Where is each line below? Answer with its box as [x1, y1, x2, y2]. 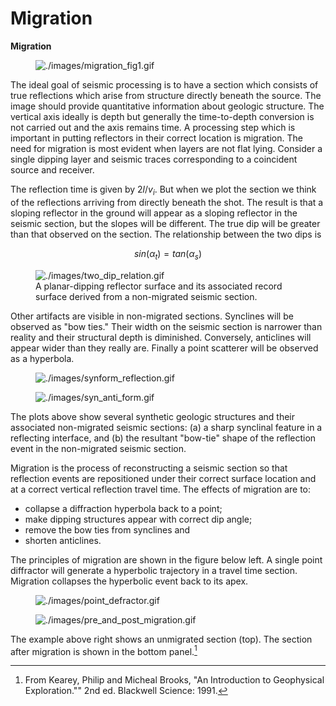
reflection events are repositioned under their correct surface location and [10, 472, 317, 484]
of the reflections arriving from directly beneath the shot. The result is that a [10, 196, 324, 208]
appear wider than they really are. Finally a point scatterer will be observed [10, 342, 319, 354]
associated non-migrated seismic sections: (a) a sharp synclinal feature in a [10, 421, 323, 433]
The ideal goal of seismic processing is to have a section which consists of [10, 78, 319, 91]
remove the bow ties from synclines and [24, 523, 191, 536]
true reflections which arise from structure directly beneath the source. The [10, 89, 322, 101]
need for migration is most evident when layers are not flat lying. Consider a [10, 142, 323, 154]
